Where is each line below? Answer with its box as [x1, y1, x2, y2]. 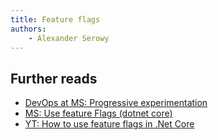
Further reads [10, 70, 98, 87]
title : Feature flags [10, 14, 101, 25]
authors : [10, 24, 47, 34]
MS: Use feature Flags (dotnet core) [24, 107, 173, 120]
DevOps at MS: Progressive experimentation [24, 97, 208, 109]
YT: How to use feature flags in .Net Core [24, 118, 195, 130]
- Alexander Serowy [28, 33, 110, 43]
